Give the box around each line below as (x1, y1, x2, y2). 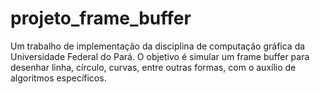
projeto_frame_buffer (10, 7, 192, 30)
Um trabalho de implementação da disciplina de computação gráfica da (10, 40, 306, 52)
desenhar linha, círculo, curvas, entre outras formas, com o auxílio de (10, 61, 297, 73)
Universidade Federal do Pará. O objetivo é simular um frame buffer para (10, 50, 310, 62)
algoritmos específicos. (10, 72, 107, 84)
